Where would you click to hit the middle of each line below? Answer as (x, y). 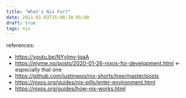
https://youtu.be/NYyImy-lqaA (52, 57)
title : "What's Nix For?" (38, 12)
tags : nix (19, 28)
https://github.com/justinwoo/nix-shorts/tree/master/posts (87, 76)
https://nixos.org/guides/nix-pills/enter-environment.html (85, 82)
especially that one (38, 70)
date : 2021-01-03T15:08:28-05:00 (48, 17)
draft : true (21, 23)
